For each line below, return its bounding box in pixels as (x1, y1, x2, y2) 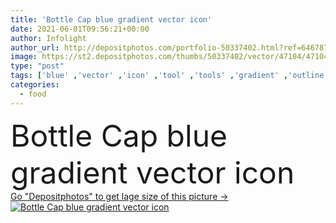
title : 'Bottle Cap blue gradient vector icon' (10, 14, 213, 25)
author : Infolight (10, 33, 87, 43)
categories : (10, 80, 60, 90)
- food (19, 89, 47, 99)
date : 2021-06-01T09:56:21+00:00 (10, 24, 150, 34)
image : (10, 52, 38, 62)
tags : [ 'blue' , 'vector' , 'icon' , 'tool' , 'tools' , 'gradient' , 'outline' (10, 71, 329, 81)
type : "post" (10, 61, 65, 71)
